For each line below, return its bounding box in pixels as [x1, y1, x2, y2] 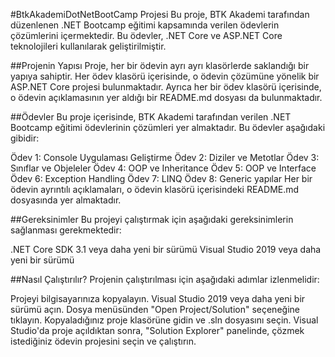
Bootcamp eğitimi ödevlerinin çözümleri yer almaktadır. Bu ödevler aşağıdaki [10, 122, 326, 133]
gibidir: [10, 132, 40, 144]
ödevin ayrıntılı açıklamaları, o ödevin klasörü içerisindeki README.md [10, 184, 300, 195]
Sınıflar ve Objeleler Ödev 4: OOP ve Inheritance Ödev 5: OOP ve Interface [10, 162, 317, 174]
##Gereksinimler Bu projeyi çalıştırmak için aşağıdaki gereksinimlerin [10, 214, 294, 225]
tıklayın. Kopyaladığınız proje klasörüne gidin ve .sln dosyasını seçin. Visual [10, 314, 319, 326]
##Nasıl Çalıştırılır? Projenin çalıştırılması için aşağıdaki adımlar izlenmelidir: [10, 274, 320, 285]
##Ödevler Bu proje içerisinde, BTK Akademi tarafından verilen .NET [10, 111, 292, 123]
